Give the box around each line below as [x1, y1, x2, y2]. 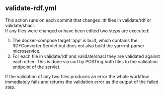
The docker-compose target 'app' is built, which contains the [12, 37, 138, 43]
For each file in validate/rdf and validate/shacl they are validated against [12, 53, 160, 59]
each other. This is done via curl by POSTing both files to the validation [12, 58, 158, 64]
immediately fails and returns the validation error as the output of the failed [5, 79, 159, 85]
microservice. [12, 48, 41, 54]
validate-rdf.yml [5, 4, 57, 12]
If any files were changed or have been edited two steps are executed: [5, 27, 150, 34]
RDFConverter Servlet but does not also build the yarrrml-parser [12, 42, 145, 49]
